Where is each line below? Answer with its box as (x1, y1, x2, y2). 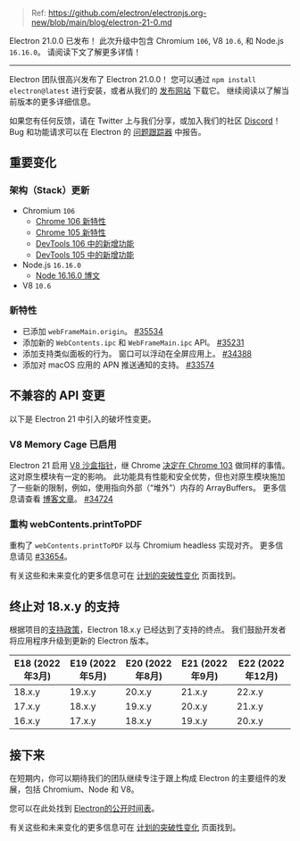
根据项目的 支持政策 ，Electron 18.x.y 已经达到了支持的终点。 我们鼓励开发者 (9, 625, 287, 635)
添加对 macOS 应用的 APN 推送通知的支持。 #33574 (21, 359, 215, 370)
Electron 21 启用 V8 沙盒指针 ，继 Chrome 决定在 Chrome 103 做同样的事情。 (9, 460, 290, 471)
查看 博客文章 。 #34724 (24, 493, 113, 504)
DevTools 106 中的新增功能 (35, 238, 135, 248)
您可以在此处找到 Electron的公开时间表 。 (9, 803, 160, 814)
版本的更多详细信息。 (16, 97, 96, 106)
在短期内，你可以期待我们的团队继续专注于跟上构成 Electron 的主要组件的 (9, 773, 279, 784)
